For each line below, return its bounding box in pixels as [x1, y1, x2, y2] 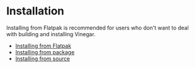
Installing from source [15, 55, 70, 62]
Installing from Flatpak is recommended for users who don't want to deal [6, 24, 189, 31]
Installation [6, 4, 65, 18]
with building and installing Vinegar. [6, 30, 96, 37]
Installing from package [15, 48, 75, 55]
